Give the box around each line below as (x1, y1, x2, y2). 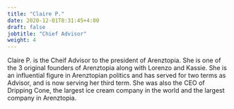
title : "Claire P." (7, 10, 65, 18)
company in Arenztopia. (7, 93, 77, 103)
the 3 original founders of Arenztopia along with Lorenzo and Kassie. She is (7, 64, 228, 72)
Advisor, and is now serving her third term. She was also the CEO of (7, 79, 205, 87)
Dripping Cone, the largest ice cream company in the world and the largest (7, 86, 225, 95)
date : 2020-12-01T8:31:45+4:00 (7, 17, 100, 24)
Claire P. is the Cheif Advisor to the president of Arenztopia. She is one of (7, 56, 221, 64)
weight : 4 (7, 37, 37, 44)
